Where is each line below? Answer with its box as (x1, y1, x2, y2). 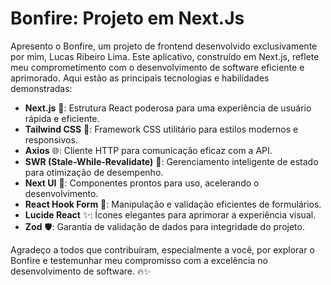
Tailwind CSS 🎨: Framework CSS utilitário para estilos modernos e (24, 123, 299, 135)
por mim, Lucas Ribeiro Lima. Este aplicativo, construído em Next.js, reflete (10, 50, 320, 62)
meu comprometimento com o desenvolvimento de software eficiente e (10, 61, 305, 73)
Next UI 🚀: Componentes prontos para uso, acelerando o (24, 177, 260, 189)
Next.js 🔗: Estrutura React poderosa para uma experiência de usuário (24, 102, 312, 114)
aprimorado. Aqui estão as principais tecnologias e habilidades (10, 72, 270, 84)
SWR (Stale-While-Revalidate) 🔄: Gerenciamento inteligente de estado (24, 155, 319, 167)
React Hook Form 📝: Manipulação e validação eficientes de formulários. (24, 198, 322, 210)
